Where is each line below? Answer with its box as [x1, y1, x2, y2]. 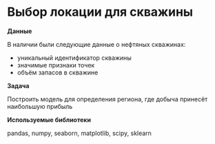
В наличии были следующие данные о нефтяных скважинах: [7, 40, 186, 48]
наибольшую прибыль [7, 102, 73, 110]
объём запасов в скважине [17, 68, 99, 76]
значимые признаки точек [17, 61, 95, 69]
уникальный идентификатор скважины [17, 53, 132, 62]
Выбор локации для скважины [7, 4, 194, 20]
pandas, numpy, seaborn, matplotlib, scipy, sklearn [7, 129, 152, 137]
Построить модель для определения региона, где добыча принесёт [7, 94, 208, 103]
